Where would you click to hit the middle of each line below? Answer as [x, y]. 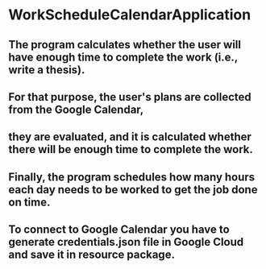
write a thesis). [47, 70]
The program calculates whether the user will [125, 45]
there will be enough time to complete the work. [131, 149]
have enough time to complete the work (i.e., [123, 57]
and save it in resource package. [92, 255]
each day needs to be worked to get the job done [133, 190]
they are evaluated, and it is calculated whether [130, 137]
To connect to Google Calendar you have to [119, 230]
